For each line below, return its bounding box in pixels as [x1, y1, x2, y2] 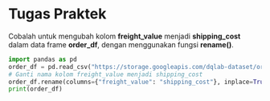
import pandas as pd [8, 55, 78, 63]
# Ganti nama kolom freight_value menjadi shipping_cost [8, 70, 203, 79]
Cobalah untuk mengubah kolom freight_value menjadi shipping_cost [8, 31, 241, 41]
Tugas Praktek [8, 5, 107, 23]
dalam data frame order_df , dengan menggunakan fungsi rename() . [8, 39, 235, 49]
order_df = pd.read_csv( [8, 63, 92, 71]
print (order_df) [8, 85, 63, 93]
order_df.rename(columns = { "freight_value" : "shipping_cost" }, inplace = [8, 78, 253, 86]
